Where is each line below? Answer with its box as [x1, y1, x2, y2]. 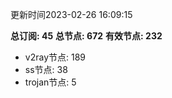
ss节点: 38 [24, 64, 68, 75]
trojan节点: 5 [24, 76, 77, 88]
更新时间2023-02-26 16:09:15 [10, 9, 133, 20]
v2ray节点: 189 [24, 51, 87, 63]
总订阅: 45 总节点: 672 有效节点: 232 [10, 30, 163, 42]
